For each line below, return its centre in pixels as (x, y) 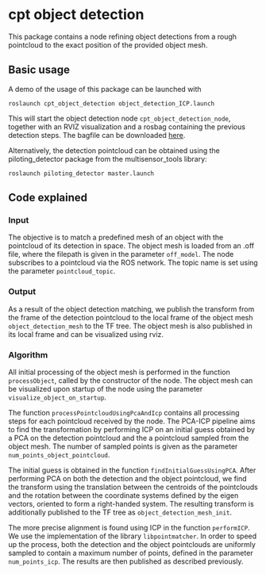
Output (22, 292)
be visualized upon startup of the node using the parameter (106, 389)
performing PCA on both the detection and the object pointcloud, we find (128, 479)
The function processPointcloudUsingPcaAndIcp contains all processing (124, 413)
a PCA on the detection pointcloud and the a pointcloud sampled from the (129, 438)
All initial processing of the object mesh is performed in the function (119, 372)
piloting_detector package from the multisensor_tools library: (108, 159)
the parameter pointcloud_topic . (62, 271)
